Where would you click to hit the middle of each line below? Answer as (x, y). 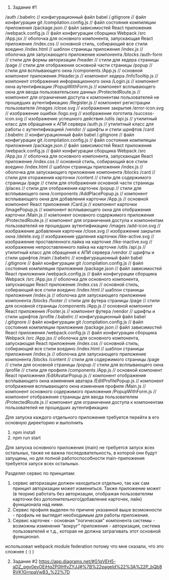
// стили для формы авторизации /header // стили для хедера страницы (82, 60)
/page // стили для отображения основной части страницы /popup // (79, 65)
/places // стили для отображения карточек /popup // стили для (73, 188)
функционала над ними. (38, 504)
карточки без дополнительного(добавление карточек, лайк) (77, 499)
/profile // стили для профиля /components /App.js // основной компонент (84, 370)
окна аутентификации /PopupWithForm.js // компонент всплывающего (80, 87)
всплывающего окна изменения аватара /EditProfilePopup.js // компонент (84, 381)
